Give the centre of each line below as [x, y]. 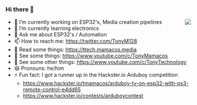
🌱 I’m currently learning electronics [56, 28]
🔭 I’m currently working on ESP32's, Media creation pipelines [88, 22]
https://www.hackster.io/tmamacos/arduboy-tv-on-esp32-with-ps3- [106, 83]
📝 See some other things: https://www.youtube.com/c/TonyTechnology [100, 62]
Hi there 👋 [20, 9]
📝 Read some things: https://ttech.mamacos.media [75, 50]
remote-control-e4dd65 [52, 90]
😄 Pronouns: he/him [39, 68]
